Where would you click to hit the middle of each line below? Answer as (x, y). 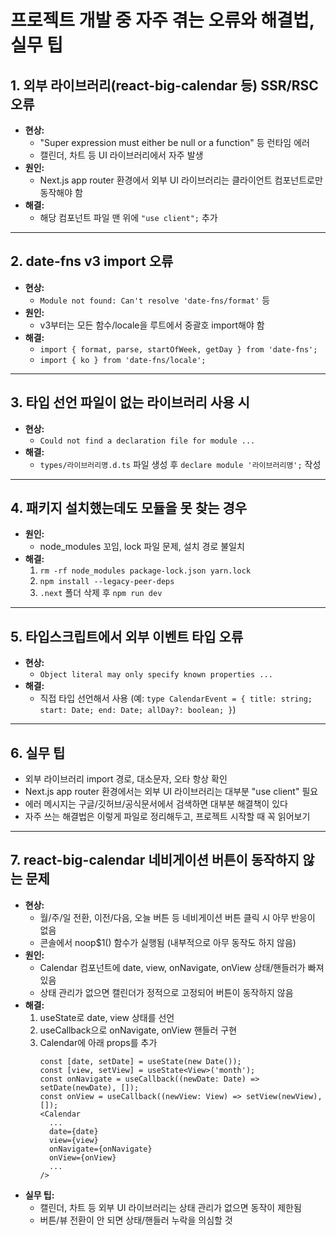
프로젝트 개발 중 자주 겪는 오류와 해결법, (162, 20)
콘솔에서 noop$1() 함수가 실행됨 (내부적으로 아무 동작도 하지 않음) (168, 942)
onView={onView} (82, 1157)
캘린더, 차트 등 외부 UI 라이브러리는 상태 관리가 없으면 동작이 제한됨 (170, 1207)
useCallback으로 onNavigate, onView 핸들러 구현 (138, 1030)
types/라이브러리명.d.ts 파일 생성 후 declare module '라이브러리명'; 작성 (180, 464)
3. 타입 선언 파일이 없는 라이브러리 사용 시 (130, 402)
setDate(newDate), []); (89, 1087)
